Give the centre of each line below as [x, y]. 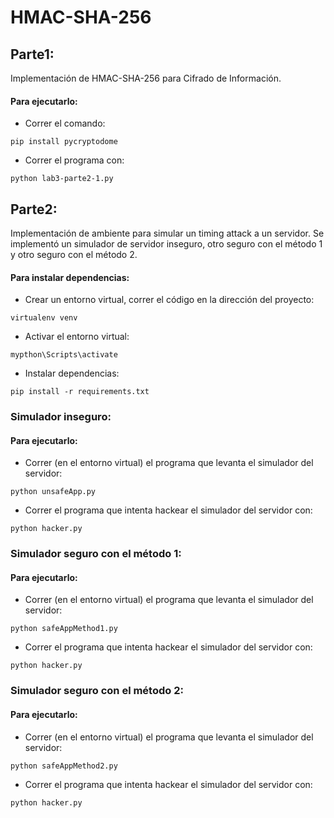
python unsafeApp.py [53, 492]
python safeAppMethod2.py [64, 766]
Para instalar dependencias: [70, 277]
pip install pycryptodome [64, 142]
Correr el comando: [65, 123]
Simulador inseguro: [61, 417]
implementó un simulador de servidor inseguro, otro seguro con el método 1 [166, 244]
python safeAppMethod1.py [64, 629]
